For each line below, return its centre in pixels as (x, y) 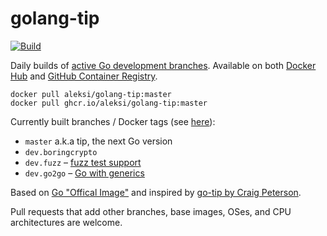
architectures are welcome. (66, 222)
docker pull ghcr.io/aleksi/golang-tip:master (109, 103)
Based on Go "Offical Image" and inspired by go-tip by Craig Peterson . (156, 192)
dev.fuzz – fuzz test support (83, 162)
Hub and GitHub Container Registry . (84, 76)
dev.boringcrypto (61, 152)
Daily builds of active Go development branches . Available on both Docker (163, 65)
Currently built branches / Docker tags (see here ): (113, 121)
